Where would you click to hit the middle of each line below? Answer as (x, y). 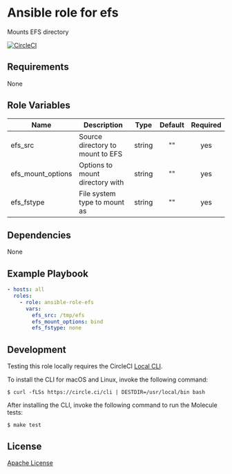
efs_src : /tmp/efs (58, 315)
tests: (15, 413)
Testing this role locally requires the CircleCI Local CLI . (85, 366)
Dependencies (39, 235)
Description (103, 124)
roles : (23, 296)
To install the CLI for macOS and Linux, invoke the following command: (108, 380)
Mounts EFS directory (38, 32)
